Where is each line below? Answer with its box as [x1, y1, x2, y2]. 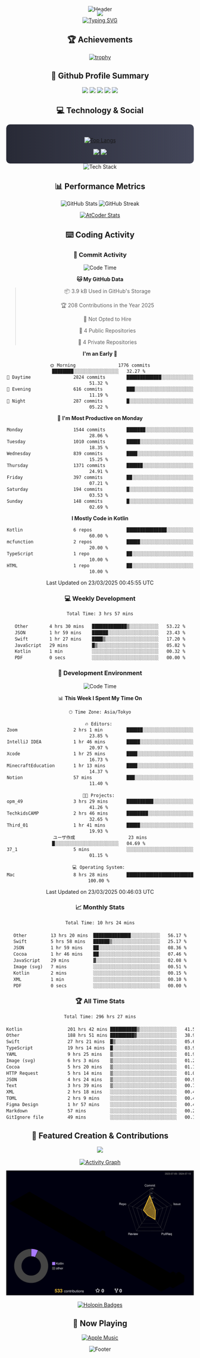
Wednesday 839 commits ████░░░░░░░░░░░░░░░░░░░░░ [7, 450, 193, 456]
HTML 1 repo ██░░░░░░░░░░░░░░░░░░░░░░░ [7, 563, 193, 568]
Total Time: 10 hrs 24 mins [65, 919, 135, 926]
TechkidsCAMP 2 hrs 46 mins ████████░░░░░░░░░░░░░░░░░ [7, 810, 193, 816]
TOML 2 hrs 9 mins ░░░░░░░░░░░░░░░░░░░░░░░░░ [6, 1095, 177, 1102]
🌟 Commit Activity [73, 250, 127, 259]
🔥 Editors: [85, 721, 112, 727]
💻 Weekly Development [64, 594, 136, 602]
